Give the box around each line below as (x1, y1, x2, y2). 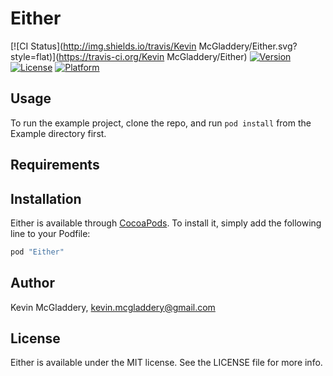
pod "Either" (10, 247, 65, 257)
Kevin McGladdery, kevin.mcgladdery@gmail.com (10, 301, 216, 313)
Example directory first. (10, 127, 107, 139)
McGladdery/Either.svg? (198, 40, 298, 52)
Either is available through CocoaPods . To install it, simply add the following (10, 217, 322, 229)
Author (10, 275, 55, 292)
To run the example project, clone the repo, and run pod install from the (10, 117, 312, 129)
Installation (10, 190, 82, 207)
